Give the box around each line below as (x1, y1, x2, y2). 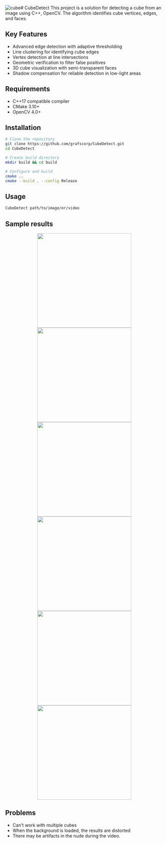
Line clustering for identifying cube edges (12, 48, 99, 55)
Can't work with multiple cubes (12, 822, 77, 828)
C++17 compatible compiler (12, 98, 70, 104)
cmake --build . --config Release (5, 178, 78, 183)
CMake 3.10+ (12, 103, 40, 109)
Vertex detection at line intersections (12, 54, 89, 60)
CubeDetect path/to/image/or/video (5, 205, 80, 211)
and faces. (5, 16, 28, 21)
